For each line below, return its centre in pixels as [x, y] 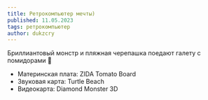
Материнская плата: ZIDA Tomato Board [77, 74]
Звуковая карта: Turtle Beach [61, 82]
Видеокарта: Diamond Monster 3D [68, 89]
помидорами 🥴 [30, 61]
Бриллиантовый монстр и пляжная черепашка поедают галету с [104, 53]
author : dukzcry [31, 33]
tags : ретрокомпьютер [39, 27]
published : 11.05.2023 [40, 20]
